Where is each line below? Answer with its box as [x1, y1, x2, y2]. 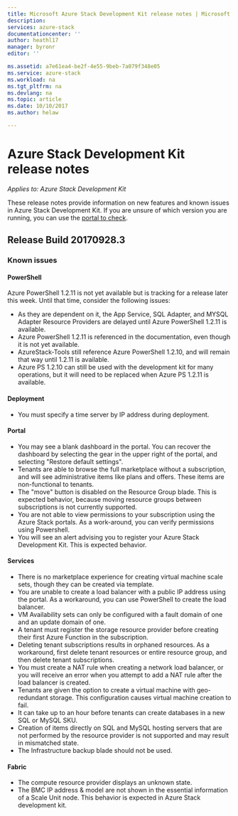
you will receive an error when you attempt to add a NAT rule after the [17, 670, 222, 679]
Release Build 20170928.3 [7, 234, 126, 246]
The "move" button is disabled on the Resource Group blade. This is [17, 488, 217, 496]
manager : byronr [7, 43, 55, 50]
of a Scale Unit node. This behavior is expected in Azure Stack [17, 793, 201, 802]
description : [7, 17, 46, 24]
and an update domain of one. [17, 618, 107, 626]
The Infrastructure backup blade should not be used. [17, 746, 173, 754]
